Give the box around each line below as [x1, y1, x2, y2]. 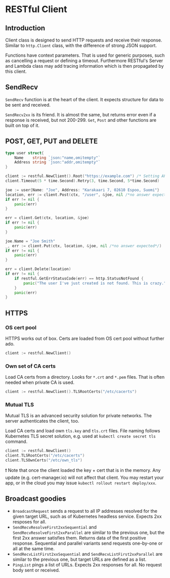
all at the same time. [12, 545, 55, 552]
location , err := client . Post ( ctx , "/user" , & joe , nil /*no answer [5, 192, 151, 197]
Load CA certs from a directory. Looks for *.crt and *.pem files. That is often [5, 374, 165, 380]
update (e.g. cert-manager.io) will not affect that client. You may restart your [5, 474, 164, 480]
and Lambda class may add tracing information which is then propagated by [5, 63, 164, 69]
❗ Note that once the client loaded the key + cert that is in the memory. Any [5, 467, 161, 473]
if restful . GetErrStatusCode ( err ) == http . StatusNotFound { [14, 276, 144, 281]
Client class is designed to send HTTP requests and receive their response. [5, 37, 162, 43]
